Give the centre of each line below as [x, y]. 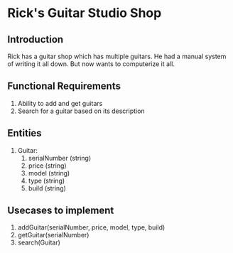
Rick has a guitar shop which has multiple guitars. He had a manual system [117, 56]
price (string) [47, 166]
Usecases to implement [61, 211]
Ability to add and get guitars [60, 103]
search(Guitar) [39, 242]
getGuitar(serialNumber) [53, 235]
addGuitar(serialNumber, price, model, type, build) [91, 227]
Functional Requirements [64, 86]
